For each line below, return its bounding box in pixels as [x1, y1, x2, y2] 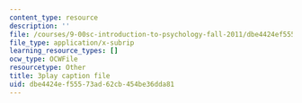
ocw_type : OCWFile [9, 55, 78, 64]
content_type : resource [9, 13, 99, 22]
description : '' [9, 21, 70, 30]
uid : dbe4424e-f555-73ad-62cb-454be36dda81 [9, 80, 175, 89]
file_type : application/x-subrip [9, 38, 135, 47]
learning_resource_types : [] [9, 47, 119, 56]
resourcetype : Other [9, 64, 87, 73]
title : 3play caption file [9, 72, 111, 81]
